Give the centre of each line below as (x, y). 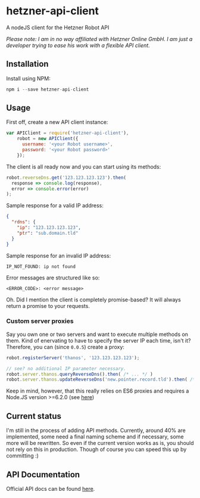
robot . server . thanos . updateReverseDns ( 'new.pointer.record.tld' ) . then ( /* (101, 379)
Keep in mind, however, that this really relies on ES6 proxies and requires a (98, 391)
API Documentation (43, 474)
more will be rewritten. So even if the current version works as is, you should (100, 443)
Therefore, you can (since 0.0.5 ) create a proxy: (65, 347)
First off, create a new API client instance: (57, 122)
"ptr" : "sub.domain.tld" (48, 233)
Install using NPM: (28, 78)
